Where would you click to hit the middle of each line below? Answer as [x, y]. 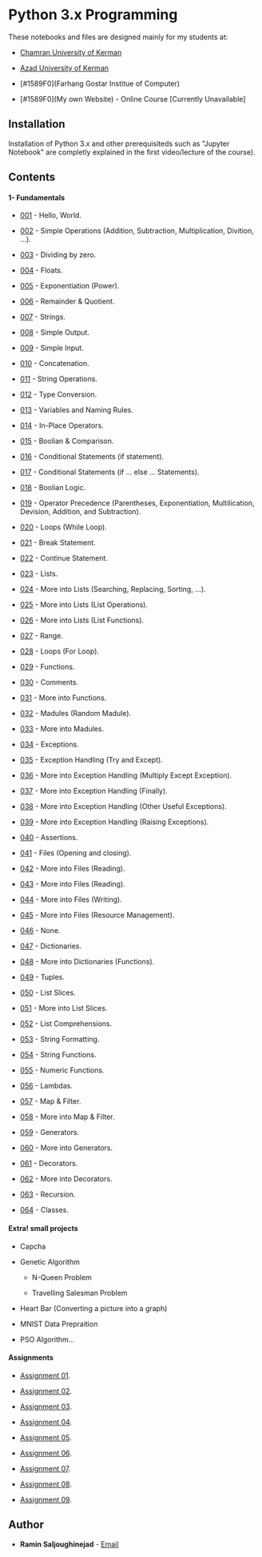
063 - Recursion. [48, 1194]
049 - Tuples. [42, 977]
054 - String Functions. [58, 1055]
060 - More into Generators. [66, 1148]
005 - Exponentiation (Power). [69, 286]
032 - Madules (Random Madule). [75, 714]
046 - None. [40, 931]
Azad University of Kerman [64, 68]
